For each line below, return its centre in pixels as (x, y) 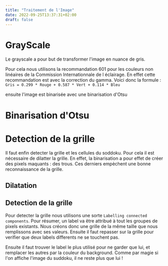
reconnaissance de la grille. (34, 169)
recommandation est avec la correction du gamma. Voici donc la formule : (83, 80)
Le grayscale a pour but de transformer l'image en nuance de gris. (75, 59)
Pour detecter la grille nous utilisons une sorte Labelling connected (76, 215)
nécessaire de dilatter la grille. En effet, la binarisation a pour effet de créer (84, 158)
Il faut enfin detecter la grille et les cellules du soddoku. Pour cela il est (80, 153)
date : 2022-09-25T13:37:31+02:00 (41, 15)
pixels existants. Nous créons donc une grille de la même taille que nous (81, 226)
